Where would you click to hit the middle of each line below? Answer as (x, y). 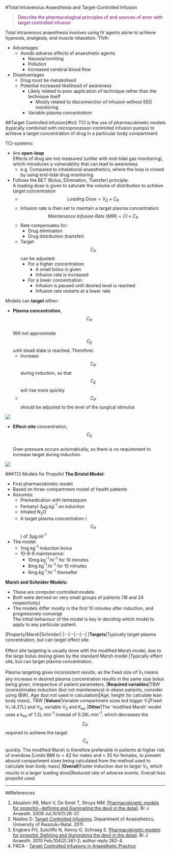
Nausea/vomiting (46, 59)
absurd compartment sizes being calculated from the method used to (78, 761)
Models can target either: (32, 301)
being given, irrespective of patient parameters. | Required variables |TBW (83, 684)
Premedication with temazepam (53, 500)
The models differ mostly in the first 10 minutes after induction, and (83, 608)
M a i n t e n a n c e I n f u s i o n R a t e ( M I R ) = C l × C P (93, 217)
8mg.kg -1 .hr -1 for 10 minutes (57, 566)
